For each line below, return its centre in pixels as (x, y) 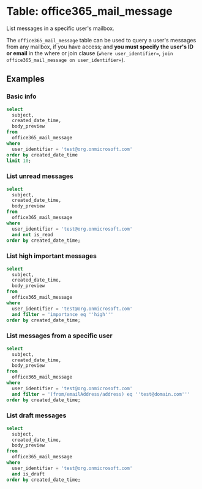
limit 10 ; (19, 161)
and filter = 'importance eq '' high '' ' (63, 314)
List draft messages (36, 415)
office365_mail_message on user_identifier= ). (66, 60)
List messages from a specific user (59, 336)
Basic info (21, 96)
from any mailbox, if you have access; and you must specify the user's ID (100, 47)
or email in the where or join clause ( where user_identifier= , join (90, 53)
